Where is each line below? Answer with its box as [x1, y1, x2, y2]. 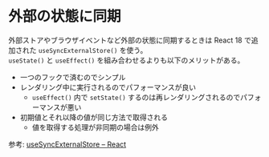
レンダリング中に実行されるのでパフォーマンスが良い [19, 82, 197, 92]
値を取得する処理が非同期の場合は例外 [31, 122, 159, 132]
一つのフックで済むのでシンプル [19, 72, 126, 82]
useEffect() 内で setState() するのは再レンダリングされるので [31, 92, 241, 102]
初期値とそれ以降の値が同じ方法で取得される [19, 112, 169, 122]
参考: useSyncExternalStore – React [8, 139, 127, 149]
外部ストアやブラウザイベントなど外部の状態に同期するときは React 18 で [8, 35, 251, 45]
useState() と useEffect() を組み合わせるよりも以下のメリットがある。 [8, 55, 245, 65]
